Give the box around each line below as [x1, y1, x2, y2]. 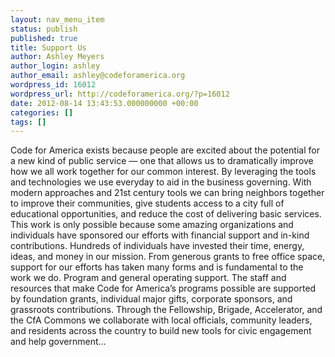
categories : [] [10, 107, 74, 118]
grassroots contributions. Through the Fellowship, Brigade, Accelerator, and [10, 304, 323, 316]
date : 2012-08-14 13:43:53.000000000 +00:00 [10, 98, 199, 108]
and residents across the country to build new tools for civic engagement [10, 325, 312, 337]
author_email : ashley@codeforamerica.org [10, 71, 186, 81]
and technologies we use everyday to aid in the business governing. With [10, 176, 312, 188]
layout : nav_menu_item [10, 14, 105, 25]
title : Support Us [10, 42, 87, 53]
